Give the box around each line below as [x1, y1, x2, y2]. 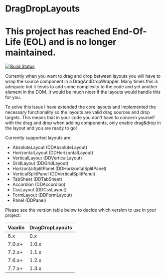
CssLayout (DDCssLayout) [12, 187, 67, 193]
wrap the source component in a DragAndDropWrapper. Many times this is [5, 78, 158, 85]
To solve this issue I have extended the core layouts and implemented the [5, 104, 156, 110]
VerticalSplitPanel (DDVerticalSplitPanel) [12, 171, 96, 177]
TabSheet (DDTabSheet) [12, 176, 62, 182]
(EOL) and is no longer [23, 36, 117, 48]
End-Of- [112, 26, 147, 37]
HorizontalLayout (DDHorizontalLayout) [12, 150, 94, 156]
